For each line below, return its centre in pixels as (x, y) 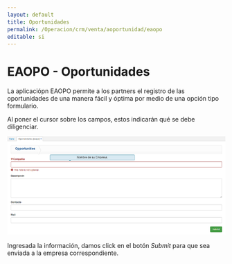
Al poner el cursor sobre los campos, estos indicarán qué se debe (101, 119)
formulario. (23, 106)
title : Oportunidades (38, 22)
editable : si (26, 37)
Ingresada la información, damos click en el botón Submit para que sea (108, 245)
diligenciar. (23, 127)
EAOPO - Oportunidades (79, 72)
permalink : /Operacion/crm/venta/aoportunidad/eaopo (85, 29)
